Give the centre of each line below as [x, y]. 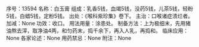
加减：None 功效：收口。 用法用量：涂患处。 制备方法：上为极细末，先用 [96, 23]
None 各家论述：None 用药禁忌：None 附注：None [69, 38]
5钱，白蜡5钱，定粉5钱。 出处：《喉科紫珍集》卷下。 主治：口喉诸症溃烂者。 [100, 16]
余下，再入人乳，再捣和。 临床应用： [143, 31]
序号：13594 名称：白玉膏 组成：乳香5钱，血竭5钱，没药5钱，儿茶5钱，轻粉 [100, 9]
